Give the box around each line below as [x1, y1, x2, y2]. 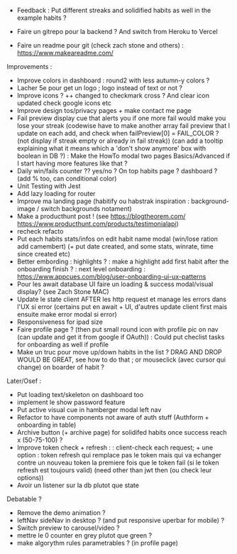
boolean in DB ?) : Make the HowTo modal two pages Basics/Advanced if [16, 152, 231, 160]
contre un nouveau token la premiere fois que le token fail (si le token [16, 458, 219, 467]
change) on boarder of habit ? [16, 363, 104, 371]
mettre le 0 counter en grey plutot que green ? [16, 531, 153, 539]
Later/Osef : [6, 376, 42, 385]
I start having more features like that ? [16, 159, 128, 168]
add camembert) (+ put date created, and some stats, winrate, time [16, 242, 214, 251]
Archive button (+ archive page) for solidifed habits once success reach [16, 428, 228, 436]
